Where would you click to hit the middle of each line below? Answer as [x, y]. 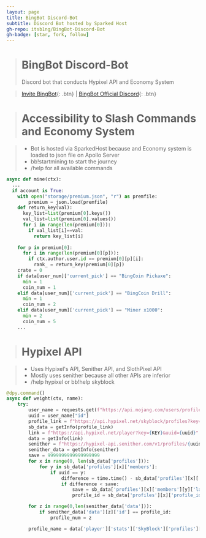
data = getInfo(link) [56, 438]
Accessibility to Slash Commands [109, 118]
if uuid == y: [68, 473]
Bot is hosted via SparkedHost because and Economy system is [111, 148]
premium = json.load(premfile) [68, 202]
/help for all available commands [71, 168]
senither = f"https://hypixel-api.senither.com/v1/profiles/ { [109, 444]
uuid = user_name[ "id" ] [59, 416]
